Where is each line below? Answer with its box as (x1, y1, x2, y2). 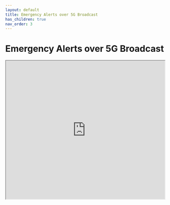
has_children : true (5, 17, 46, 22)
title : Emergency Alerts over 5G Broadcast (5, 12, 98, 17)
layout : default (5, 7, 39, 13)
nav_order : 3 (5, 21, 33, 27)
